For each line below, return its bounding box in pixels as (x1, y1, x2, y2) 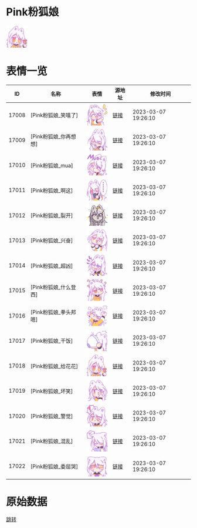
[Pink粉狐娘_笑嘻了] (30, 112, 78, 119)
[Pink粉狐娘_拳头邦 (30, 309, 76, 316)
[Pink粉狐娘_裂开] (30, 212, 73, 219)
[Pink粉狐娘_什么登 (30, 283, 76, 290)
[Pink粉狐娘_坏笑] (30, 387, 73, 395)
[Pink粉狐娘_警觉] (30, 413, 73, 420)
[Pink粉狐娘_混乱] (30, 437, 73, 445)
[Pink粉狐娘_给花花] (30, 362, 78, 369)
